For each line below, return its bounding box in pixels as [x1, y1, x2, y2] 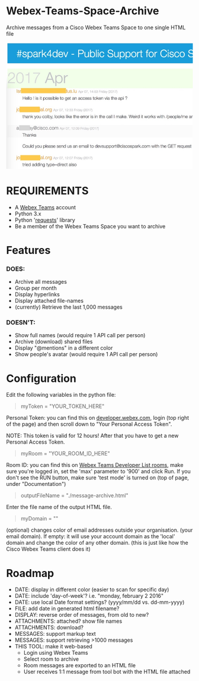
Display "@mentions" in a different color [14, 344, 113, 352]
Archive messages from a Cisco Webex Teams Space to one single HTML [6, 24, 186, 31]
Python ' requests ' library [14, 216, 75, 224]
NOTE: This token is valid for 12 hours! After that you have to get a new [6, 432, 179, 440]
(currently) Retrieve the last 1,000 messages [14, 303, 123, 310]
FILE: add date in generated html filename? [14, 605, 120, 612]
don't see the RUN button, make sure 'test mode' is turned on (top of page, [6, 474, 190, 481]
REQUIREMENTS [6, 184, 89, 197]
